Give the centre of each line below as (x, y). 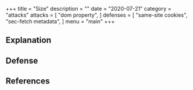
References (28, 81)
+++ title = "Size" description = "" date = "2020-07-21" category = (89, 9)
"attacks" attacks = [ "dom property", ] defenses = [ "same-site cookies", (96, 15)
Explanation (29, 40)
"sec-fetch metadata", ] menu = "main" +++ (60, 21)
